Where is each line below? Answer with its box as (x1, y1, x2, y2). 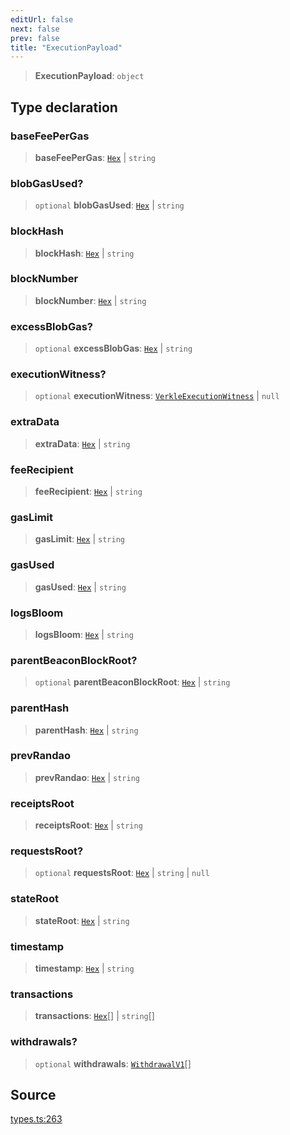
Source (10, 1086, 57, 1103)
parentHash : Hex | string (34, 724, 139, 736)
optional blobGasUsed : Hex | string (34, 199, 185, 211)
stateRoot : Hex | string (34, 914, 130, 926)
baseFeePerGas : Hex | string (34, 151, 156, 163)
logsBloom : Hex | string (34, 628, 134, 640)
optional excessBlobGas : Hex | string (34, 342, 193, 355)
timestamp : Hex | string (34, 962, 135, 974)
